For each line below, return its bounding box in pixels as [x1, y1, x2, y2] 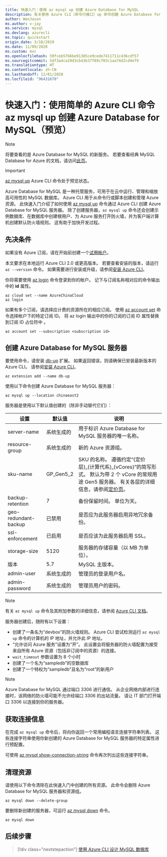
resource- [7, 441, 32, 448]
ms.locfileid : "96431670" [5, 77, 59, 81]
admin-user [7, 570, 36, 577]
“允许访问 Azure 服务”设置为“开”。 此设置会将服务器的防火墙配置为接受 [12, 641, 158, 647]
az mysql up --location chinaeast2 [5, 393, 79, 398]
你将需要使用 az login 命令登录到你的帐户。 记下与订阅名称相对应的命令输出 [5, 277, 160, 283]
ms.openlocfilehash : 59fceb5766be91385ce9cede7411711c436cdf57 [5, 53, 139, 59]
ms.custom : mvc [5, 49, 37, 54]
